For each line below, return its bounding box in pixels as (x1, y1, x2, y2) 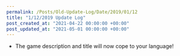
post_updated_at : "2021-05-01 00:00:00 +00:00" (6, 26, 130, 32)
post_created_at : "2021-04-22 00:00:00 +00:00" (6, 20, 130, 26)
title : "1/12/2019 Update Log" (6, 15, 86, 21)
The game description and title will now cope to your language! (15, 43, 174, 50)
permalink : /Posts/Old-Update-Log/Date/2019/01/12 (6, 9, 138, 15)
